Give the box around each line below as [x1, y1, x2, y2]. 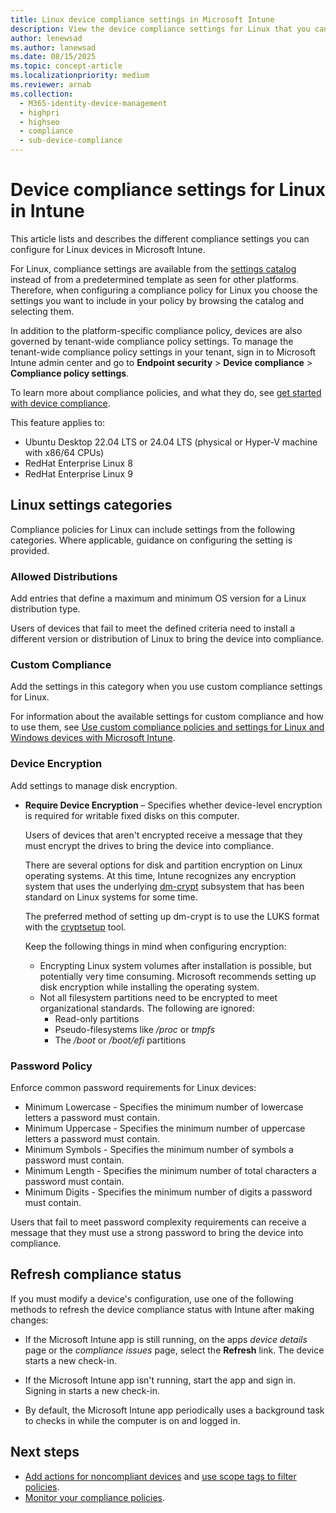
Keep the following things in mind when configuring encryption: [24, 940, 287, 952]
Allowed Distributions [10, 569, 118, 583]
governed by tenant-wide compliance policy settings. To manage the [10, 335, 294, 347]
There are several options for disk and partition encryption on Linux [24, 859, 303, 871]
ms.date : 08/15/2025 [10, 52, 97, 62]
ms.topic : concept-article [10, 61, 123, 71]
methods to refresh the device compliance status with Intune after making [10, 1303, 315, 1315]
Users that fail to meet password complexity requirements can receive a [10, 1216, 307, 1228]
